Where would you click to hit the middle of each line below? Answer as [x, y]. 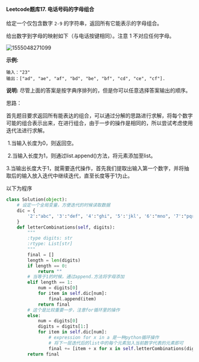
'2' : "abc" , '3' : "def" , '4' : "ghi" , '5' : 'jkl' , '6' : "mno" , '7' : [106, 216]
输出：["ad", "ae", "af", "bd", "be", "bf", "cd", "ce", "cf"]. [86, 79]
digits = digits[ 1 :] [63, 326]
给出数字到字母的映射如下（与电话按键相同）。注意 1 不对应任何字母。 [90, 36]
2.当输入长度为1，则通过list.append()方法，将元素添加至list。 [81, 156]
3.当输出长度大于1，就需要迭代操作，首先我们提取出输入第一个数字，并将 [95, 169]
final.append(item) [72, 299]
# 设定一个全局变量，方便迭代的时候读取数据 [64, 205]
